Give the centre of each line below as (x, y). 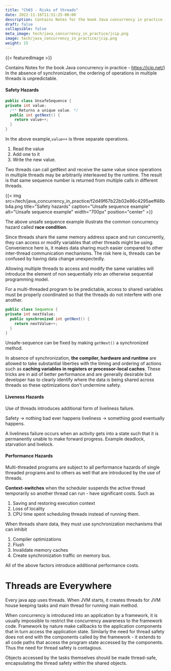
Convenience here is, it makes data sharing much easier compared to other (84, 248)
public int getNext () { (35, 115)
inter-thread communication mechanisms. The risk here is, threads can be (83, 253)
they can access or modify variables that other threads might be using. (79, 243)
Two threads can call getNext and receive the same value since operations (83, 170)
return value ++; (32, 120)
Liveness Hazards (25, 397)
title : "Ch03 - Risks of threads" (42, 10)
